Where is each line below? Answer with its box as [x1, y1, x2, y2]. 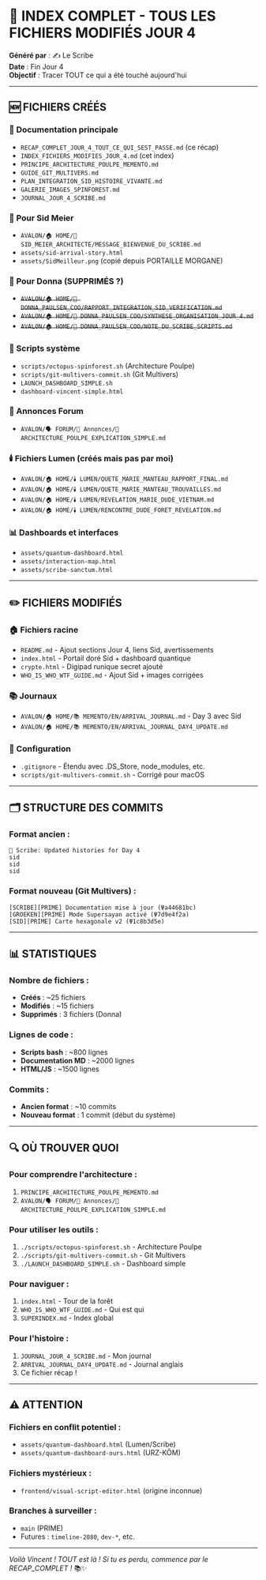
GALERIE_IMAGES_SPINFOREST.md [20, 186, 121, 194]
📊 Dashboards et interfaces [9, 527, 119, 538]
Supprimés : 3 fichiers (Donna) [20, 1010, 122, 1019]
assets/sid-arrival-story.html [20, 249, 124, 257]
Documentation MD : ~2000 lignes [20, 1055, 135, 1065]
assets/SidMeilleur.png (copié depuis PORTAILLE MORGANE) [20, 256, 223, 265]
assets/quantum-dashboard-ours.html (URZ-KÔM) [20, 1448, 181, 1458]
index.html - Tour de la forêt [20, 1296, 114, 1306]
